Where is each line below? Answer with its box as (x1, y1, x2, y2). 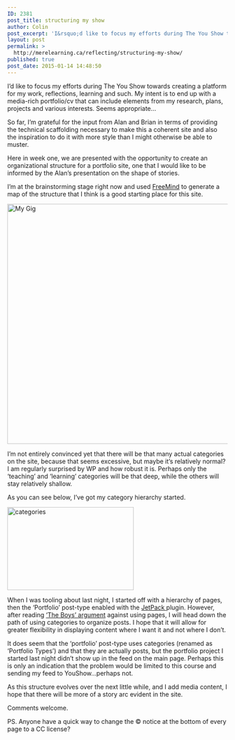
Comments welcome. (7, 703, 69, 712)
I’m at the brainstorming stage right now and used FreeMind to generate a (7, 182, 220, 190)
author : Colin (7, 23, 49, 30)
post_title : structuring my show (7, 17, 105, 24)
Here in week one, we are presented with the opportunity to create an (7, 154, 208, 162)
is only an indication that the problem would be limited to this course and (7, 661, 217, 670)
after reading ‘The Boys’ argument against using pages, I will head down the (7, 610, 227, 619)
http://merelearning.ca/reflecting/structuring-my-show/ (13, 50, 183, 57)
